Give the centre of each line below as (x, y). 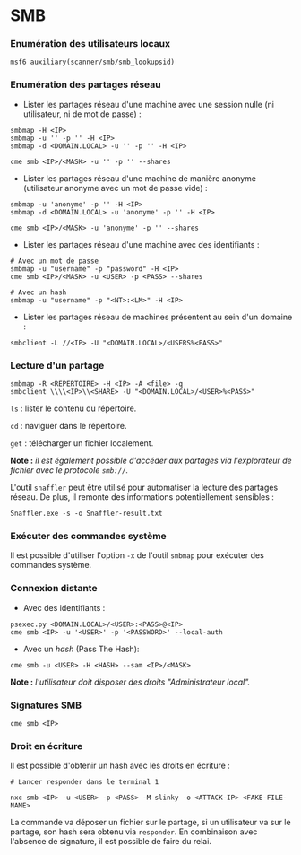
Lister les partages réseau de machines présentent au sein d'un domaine (158, 317)
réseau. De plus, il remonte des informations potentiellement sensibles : (142, 497)
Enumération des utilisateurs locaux (90, 44)
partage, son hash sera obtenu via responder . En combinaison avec (134, 832)
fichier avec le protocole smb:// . (69, 470)
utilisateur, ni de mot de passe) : (82, 114)
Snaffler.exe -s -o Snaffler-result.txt (87, 514)
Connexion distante (54, 589)
